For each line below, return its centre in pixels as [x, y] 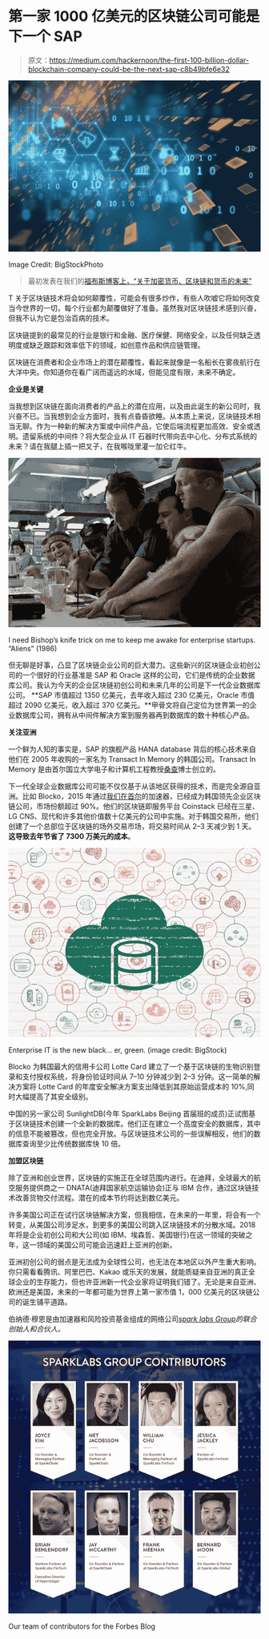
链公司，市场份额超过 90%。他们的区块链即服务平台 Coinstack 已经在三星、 [134, 807]
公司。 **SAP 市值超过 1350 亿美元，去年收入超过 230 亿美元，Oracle [124, 695]
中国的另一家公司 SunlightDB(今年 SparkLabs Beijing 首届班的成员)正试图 [128, 1113]
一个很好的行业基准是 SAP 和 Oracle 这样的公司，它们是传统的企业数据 [139, 675]
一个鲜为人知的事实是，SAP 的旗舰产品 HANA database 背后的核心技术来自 [132, 749]
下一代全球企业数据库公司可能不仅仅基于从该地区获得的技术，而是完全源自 [131, 787]
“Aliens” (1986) [33, 649]
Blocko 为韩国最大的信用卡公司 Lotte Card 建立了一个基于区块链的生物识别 [131, 1067]
